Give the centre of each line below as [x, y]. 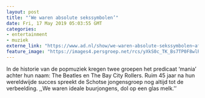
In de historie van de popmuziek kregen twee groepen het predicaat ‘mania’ [101, 69]
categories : [21, 29]
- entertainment [27, 35]
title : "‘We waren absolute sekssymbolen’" [63, 18]
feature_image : [26, 52]
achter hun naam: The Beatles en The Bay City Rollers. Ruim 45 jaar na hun [101, 75]
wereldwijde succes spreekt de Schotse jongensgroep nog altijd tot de [95, 82]
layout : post [23, 12]
